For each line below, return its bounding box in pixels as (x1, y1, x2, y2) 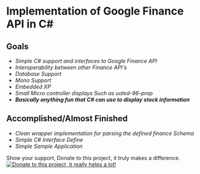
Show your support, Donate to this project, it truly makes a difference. (6, 154, 181, 161)
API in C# (6, 17, 54, 31)
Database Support (15, 70, 62, 77)
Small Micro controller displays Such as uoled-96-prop (15, 90, 153, 96)
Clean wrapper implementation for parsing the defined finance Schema (15, 129, 195, 137)
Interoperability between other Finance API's (15, 64, 127, 71)
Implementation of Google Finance (6, 4, 184, 18)
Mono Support (15, 77, 52, 84)
